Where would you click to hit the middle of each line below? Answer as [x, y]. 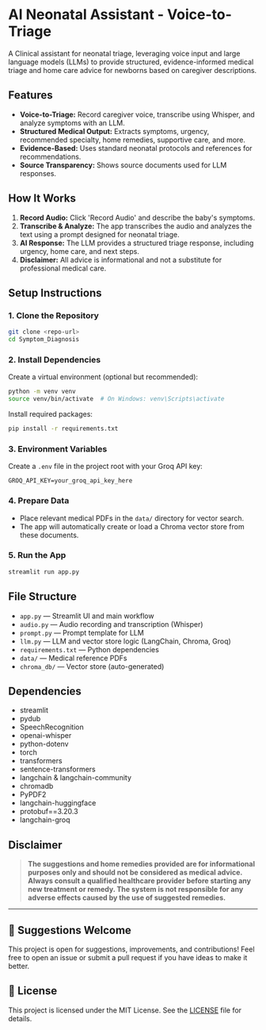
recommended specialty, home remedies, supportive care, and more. [132, 140]
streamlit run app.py [44, 572]
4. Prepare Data [39, 501]
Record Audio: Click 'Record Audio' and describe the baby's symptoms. [137, 217]
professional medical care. [63, 268]
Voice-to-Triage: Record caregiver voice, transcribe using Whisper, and [137, 114]
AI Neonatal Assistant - [86, 15]
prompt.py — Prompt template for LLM [82, 632]
